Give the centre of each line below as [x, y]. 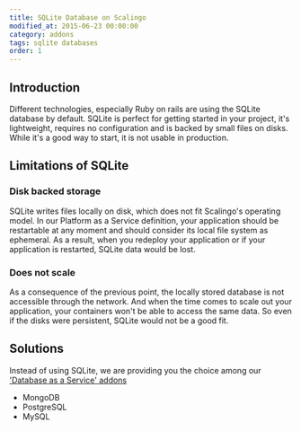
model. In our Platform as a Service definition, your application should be [144, 220]
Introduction [45, 88]
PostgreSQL [44, 407]
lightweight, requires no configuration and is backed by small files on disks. [149, 128]
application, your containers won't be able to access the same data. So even [150, 311]
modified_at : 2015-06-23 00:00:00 [74, 26]
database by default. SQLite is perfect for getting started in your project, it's [150, 119]
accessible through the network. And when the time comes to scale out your [150, 301]
